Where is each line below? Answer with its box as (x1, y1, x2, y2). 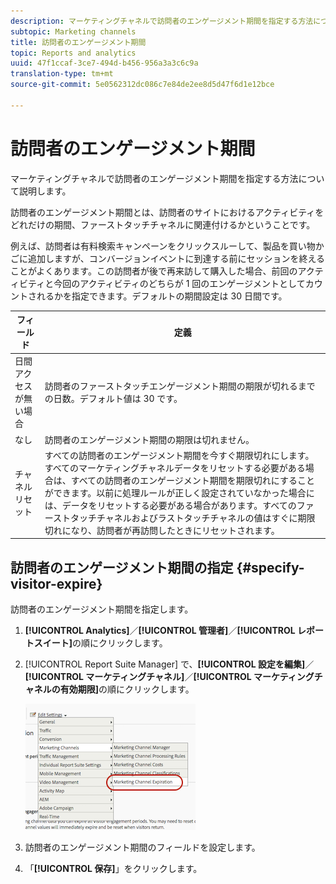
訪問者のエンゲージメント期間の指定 (10, 559, 234, 576)
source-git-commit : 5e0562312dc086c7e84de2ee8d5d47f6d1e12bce (10, 80, 275, 90)
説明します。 (18, 185, 72, 197)
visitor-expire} (10, 575, 103, 592)
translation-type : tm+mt (10, 69, 114, 79)
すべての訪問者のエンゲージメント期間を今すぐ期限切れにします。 (44, 449, 315, 461)
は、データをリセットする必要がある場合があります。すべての (44, 499, 297, 511)
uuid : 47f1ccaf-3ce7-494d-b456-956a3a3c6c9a (10, 58, 199, 69)
